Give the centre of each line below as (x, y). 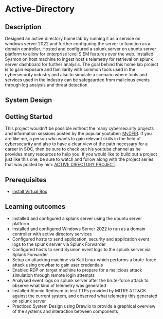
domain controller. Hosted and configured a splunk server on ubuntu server (81, 49)
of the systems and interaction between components (65, 311)
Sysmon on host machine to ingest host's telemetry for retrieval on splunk (79, 59)
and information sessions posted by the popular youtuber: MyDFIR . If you (79, 134)
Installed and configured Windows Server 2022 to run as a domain (79, 229)
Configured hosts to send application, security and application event (81, 239)
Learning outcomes (35, 207)
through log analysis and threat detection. (47, 85)
